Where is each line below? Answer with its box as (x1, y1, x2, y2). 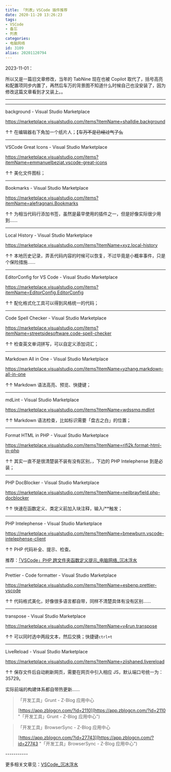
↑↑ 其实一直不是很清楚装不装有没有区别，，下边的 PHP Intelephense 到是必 (5, 458, 163, 464)
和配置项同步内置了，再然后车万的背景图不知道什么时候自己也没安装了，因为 (5, 82, 166, 88)
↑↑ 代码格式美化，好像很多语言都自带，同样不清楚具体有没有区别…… (5, 598, 151, 604)
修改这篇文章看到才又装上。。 (5, 88, 66, 95)
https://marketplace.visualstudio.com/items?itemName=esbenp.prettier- (5, 582, 157, 588)
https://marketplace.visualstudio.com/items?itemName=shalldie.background (5, 118, 165, 124)
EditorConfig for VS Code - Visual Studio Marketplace (5, 274, 118, 280)
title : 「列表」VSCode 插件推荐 (5, 7, 68, 13)
